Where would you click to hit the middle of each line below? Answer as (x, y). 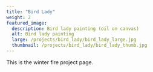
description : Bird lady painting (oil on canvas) (75, 28)
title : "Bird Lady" (31, 12)
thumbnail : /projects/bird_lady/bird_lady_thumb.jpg (80, 46)
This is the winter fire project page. (50, 62)
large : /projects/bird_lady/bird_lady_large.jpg (74, 40)
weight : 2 (19, 17)
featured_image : (27, 23)
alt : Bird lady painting (43, 34)
